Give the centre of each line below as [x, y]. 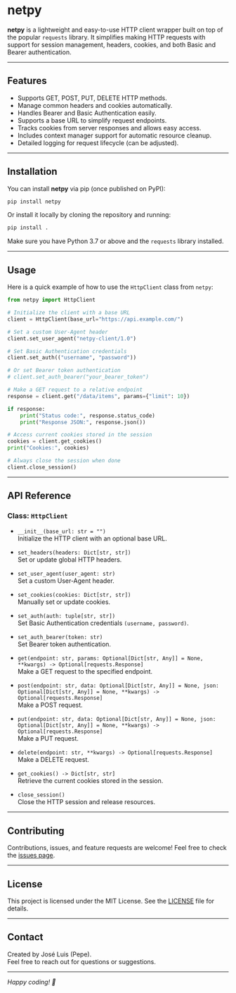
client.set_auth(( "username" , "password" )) [72, 358]
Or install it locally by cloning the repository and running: [89, 215]
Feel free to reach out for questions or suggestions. [82, 961]
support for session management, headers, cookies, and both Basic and [112, 44]
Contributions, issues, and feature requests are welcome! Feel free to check [117, 848]
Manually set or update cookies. [64, 602]
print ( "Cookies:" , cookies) [48, 448]
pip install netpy [34, 202]
